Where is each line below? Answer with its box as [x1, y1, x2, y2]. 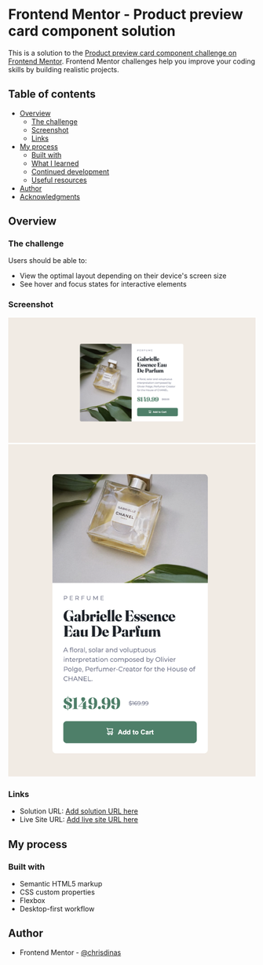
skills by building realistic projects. [8, 64, 119, 74]
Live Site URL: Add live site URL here [19, 815, 139, 824]
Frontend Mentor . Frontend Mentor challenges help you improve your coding [8, 57, 256, 66]
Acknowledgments [19, 192, 81, 201]
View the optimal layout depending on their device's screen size [19, 271, 227, 280]
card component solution [8, 22, 176, 40]
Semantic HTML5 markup [19, 879, 103, 888]
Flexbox [19, 895, 46, 905]
